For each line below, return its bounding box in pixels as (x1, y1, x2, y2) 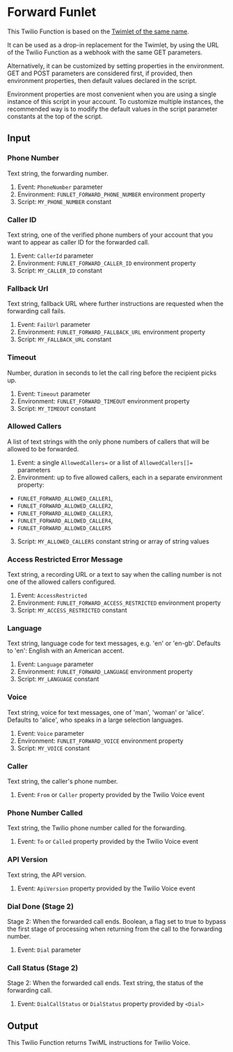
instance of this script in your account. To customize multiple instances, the (7, 97, 224, 105)
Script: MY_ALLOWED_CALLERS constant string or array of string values (17, 537, 210, 546)
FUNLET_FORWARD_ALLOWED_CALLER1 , (17, 494, 113, 502)
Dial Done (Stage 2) (7, 902, 74, 911)
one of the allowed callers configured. (7, 578, 116, 586)
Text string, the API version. (7, 870, 87, 879)
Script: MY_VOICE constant (17, 743, 90, 752)
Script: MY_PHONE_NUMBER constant (17, 197, 112, 206)
